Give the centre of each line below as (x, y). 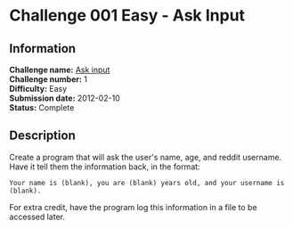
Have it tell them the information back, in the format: (105, 167)
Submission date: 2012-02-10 (65, 98)
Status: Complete (42, 107)
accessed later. (37, 217)
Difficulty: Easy (38, 89)
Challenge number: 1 (48, 79)
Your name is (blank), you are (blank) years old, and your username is (147, 183)
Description (42, 136)
